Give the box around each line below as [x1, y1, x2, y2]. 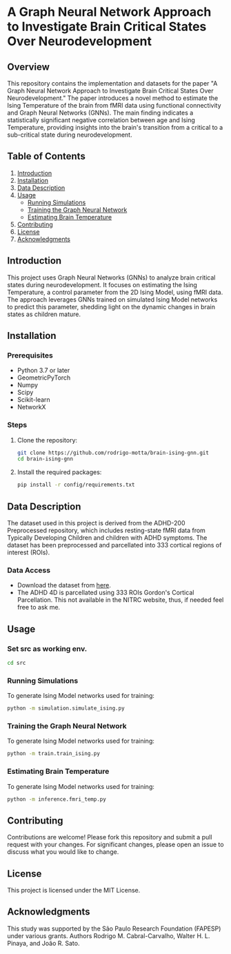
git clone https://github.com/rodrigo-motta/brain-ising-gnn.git [17, 449, 209, 456]
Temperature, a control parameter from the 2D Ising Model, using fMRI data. [7, 288, 223, 296]
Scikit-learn [17, 396, 50, 404]
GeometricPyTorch [17, 373, 71, 382]
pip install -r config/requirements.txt [17, 481, 135, 489]
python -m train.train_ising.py [7, 750, 100, 757]
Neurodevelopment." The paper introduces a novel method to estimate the [7, 94, 219, 102]
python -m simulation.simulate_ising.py [7, 705, 125, 712]
